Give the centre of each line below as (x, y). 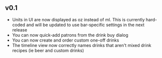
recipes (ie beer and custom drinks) (48, 50)
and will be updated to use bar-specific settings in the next (85, 25)
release (20, 30)
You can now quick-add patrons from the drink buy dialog (70, 35)
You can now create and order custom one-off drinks (66, 40)
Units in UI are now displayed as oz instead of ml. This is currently (78, 19)
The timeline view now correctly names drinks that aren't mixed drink (81, 45)
